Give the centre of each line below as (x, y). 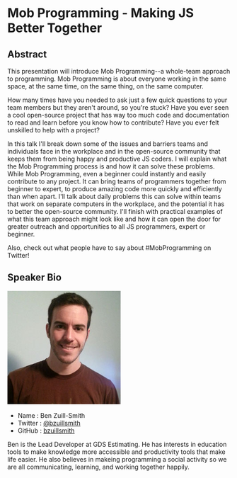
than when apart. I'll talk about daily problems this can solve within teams (114, 197)
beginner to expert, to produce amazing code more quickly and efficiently (115, 189)
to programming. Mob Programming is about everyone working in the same (117, 79)
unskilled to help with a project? (54, 130)
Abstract (27, 54)
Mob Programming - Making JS (101, 13)
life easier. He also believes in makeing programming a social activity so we (117, 459)
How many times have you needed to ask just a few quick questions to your (117, 100)
